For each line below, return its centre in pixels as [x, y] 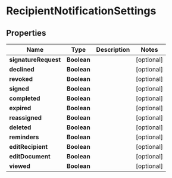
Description [113, 50]
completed [25, 98]
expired [20, 108]
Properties [26, 33]
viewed [20, 166]
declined [22, 69]
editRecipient [29, 147]
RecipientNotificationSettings [81, 11]
